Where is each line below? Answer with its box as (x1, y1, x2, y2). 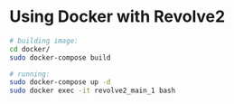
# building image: (9, 36, 79, 45)
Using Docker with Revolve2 (9, 6, 226, 27)
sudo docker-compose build (9, 52, 111, 62)
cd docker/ (9, 44, 51, 53)
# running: (9, 70, 51, 79)
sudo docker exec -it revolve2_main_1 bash (9, 86, 176, 96)
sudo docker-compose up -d (9, 78, 111, 87)
